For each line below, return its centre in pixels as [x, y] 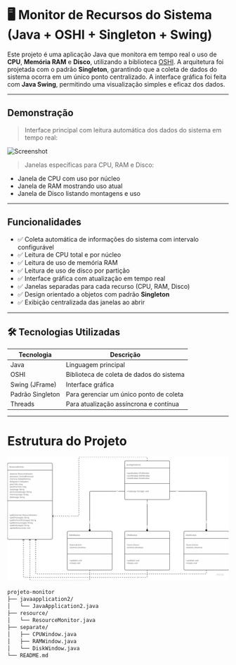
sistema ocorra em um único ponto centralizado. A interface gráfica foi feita [117, 77]
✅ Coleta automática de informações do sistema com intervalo [108, 239]
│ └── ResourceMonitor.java [52, 621]
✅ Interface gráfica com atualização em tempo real [91, 278]
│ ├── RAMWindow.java [42, 642]
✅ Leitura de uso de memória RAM [67, 262]
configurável [35, 247]
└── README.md [28, 656]
